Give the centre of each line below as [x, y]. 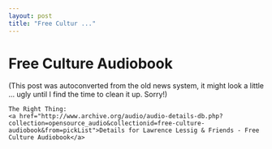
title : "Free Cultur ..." [52, 23]
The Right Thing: [38, 109]
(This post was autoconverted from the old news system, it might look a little [136, 86]
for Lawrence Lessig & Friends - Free [194, 130]
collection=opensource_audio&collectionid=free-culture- [107, 123]
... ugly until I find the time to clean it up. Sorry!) [88, 95]
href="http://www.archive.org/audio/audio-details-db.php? [121, 117]
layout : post [30, 16]
